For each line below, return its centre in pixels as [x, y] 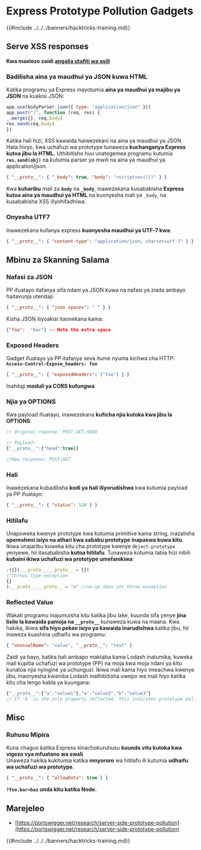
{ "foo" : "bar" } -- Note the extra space [59, 330]
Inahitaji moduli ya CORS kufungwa [50, 386]
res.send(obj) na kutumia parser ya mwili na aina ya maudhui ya [86, 160]
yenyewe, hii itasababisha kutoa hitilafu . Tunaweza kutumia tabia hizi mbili [98, 553]
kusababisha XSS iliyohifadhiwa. [46, 202]
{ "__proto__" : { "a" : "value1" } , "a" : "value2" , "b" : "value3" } [79, 694]
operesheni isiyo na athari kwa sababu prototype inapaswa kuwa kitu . [95, 540]
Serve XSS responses [48, 47]
